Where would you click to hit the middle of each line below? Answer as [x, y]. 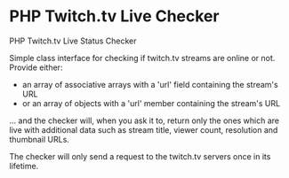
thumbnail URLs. [39, 139]
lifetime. [24, 166]
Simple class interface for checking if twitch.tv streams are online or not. [142, 58]
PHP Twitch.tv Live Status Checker [73, 41]
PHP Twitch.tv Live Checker [114, 16]
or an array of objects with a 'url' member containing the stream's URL [151, 103]
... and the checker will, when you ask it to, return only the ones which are [144, 120]
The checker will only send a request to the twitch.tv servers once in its [140, 156]
